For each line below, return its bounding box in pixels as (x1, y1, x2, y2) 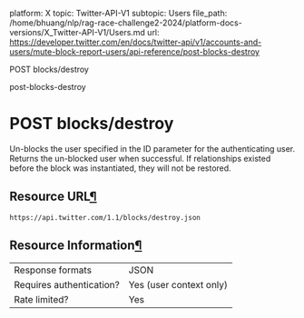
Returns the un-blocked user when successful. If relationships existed (9, 153, 271, 164)
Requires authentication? (14, 278, 120, 291)
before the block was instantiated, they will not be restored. (9, 163, 231, 174)
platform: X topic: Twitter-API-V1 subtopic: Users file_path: (9, 8, 228, 18)
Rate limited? (14, 293, 69, 305)
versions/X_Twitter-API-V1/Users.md (9, 27, 145, 37)
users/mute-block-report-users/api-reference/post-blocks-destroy (9, 46, 260, 57)
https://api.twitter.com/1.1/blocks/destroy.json (9, 213, 201, 222)
